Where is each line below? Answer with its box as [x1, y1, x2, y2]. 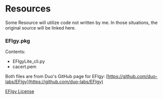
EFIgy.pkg [5, 37, 30, 44]
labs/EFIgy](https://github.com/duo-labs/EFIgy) [5, 78, 104, 85]
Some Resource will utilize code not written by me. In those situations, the [5, 19, 158, 25]
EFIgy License [5, 88, 35, 94]
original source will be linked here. [5, 24, 76, 30]
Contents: [5, 48, 26, 55]
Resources [5, 3, 51, 14]
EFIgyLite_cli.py [12, 58, 45, 64]
